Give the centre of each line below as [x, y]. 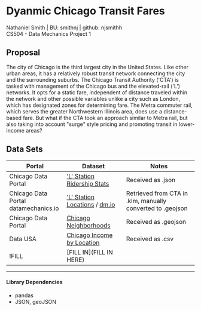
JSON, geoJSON [36, 301]
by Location [83, 242]
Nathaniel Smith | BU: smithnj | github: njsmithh [64, 27]
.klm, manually [146, 201]
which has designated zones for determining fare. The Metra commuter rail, [99, 105]
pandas [24, 295]
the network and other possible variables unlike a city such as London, [93, 98]
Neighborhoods [89, 225]
